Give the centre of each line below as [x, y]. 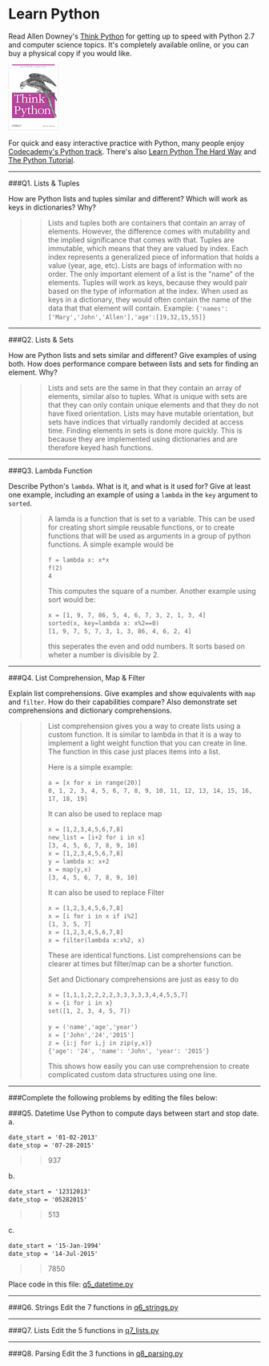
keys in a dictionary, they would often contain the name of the [150, 299]
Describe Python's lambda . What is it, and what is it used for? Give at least [129, 486]
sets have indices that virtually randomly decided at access [146, 421]
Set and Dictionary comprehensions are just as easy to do [143, 979]
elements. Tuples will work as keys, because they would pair [148, 283]
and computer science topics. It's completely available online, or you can [129, 44]
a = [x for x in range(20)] [94, 783]
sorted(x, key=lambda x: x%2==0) [104, 623]
